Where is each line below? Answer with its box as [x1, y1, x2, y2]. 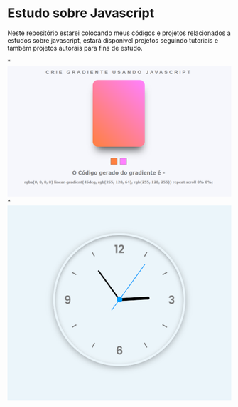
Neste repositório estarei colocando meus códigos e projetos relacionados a [7, 29, 231, 37]
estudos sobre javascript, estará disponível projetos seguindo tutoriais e [7, 36, 219, 44]
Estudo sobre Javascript [7, 5, 155, 21]
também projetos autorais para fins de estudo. [7, 43, 144, 52]
